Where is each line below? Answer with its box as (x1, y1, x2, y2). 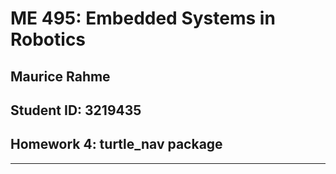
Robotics (10, 28, 87, 51)
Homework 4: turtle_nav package (10, 136, 223, 153)
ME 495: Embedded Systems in (10, 7, 276, 30)
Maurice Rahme (10, 68, 111, 85)
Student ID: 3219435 (10, 102, 142, 119)
